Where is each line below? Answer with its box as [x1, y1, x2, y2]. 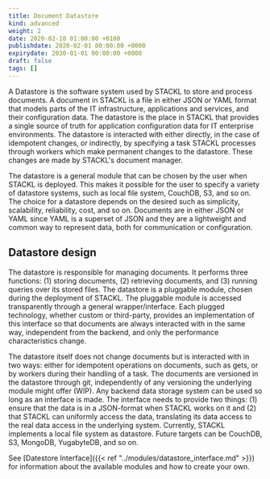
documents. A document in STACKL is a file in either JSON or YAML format [8, 95, 257, 105]
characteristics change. [8, 336, 87, 346]
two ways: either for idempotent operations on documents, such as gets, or [8, 360, 259, 370]
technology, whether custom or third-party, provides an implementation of [8, 310, 255, 320]
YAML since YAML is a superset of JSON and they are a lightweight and [8, 213, 247, 223]
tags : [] [8, 65, 38, 73]
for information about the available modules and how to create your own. [8, 461, 250, 471]
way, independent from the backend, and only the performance [8, 327, 219, 337]
